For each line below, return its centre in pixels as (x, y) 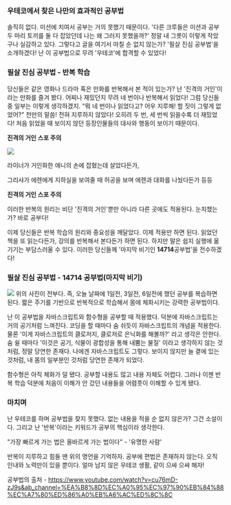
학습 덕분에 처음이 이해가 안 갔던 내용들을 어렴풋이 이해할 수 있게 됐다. (108, 383)
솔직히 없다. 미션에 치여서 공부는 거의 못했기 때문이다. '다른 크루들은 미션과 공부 (113, 27)
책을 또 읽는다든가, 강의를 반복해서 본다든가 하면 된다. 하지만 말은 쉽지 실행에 (110, 240)
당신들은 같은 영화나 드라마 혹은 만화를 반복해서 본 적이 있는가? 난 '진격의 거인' (112, 89)
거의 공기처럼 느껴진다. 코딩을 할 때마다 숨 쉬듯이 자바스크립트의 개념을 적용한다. (114, 325)
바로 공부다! (33, 217)
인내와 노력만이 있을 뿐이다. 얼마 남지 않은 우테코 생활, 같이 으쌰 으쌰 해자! (106, 465)
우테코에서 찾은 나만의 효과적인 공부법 (66, 10)
